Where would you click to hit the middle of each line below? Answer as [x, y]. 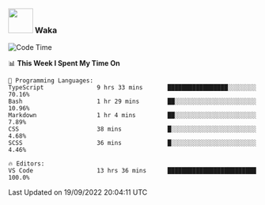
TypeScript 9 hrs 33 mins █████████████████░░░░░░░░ [132, 88]
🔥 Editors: [26, 164]
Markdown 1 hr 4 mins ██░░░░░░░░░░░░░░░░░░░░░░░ [132, 116]
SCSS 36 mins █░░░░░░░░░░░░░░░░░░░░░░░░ [132, 143]
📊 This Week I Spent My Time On [64, 63]
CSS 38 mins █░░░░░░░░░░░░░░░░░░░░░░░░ [132, 129]
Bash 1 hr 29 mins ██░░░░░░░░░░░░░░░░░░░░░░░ [132, 102]
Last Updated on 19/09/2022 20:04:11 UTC [78, 192]
